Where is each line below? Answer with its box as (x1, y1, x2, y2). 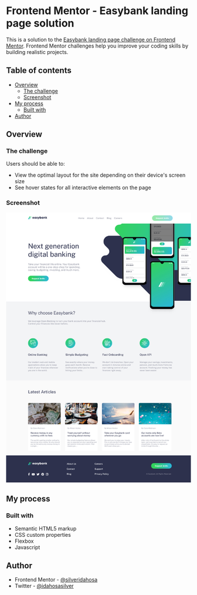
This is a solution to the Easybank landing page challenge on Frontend (6, 36, 176, 43)
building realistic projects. (6, 48, 69, 55)
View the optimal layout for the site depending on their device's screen (14, 172, 186, 179)
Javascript (14, 543, 40, 550)
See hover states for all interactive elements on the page (14, 184, 151, 191)
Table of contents (6, 66, 72, 76)
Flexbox (14, 537, 34, 544)
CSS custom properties (14, 531, 72, 538)
